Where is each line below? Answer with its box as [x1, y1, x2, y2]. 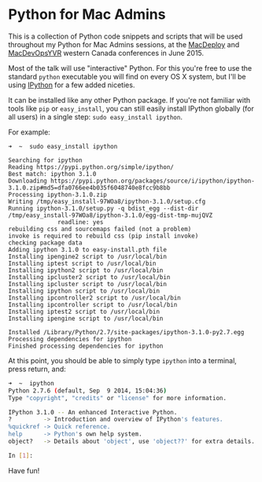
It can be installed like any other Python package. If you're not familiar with [8, 95, 250, 105]
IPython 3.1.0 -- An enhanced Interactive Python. [8, 408, 178, 416]
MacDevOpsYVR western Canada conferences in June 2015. [8, 48, 205, 57]
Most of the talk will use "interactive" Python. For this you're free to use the [8, 63, 253, 72]
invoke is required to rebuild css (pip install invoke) [8, 232, 199, 240]
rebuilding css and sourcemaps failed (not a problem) [8, 225, 192, 233]
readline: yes [57, 218, 104, 226]
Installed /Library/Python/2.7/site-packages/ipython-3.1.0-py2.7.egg [8, 328, 245, 336]
